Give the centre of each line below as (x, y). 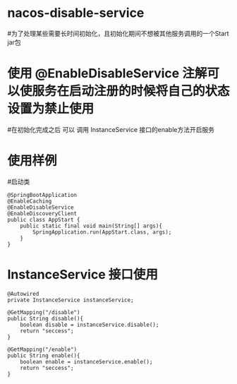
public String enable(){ (44, 355)
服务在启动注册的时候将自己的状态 (131, 91)
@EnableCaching (30, 201)
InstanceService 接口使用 (83, 275)
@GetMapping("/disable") (44, 312)
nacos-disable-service (76, 13)
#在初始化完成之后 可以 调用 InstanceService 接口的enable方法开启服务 (111, 129)
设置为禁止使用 (51, 109)
